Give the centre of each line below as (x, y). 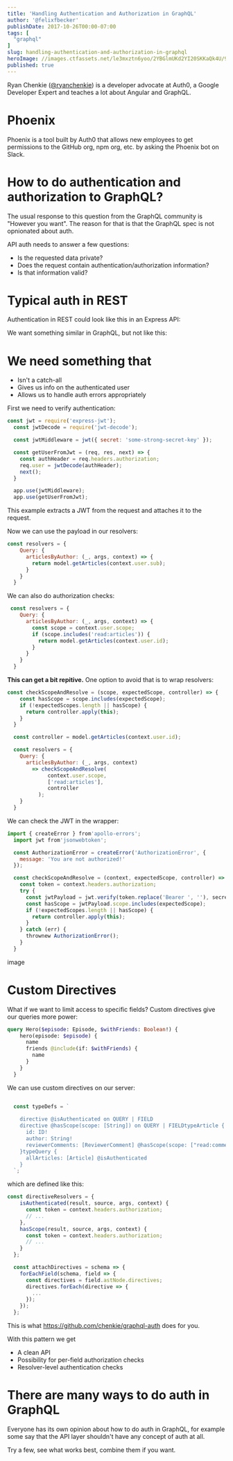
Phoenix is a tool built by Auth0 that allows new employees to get (100, 139)
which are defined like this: (46, 1184)
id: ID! (37, 1132)
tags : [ (18, 33)
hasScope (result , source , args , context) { (84, 1229)
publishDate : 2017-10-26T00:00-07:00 (62, 26)
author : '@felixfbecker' (43, 20)
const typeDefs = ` (42, 1106)
